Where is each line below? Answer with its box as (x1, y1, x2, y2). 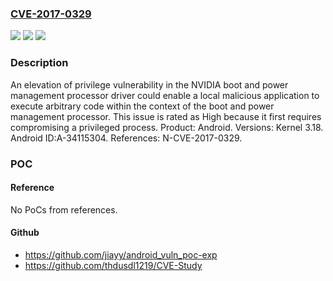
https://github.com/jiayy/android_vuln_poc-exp (24, 248, 218, 261)
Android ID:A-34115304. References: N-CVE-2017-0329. (10, 132, 243, 144)
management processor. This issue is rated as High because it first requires (10, 110, 322, 122)
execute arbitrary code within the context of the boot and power (10, 100, 275, 112)
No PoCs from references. (10, 203, 118, 216)
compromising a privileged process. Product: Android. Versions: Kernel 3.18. (10, 121, 324, 133)
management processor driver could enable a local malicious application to (10, 89, 320, 101)
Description (10, 56, 69, 70)
